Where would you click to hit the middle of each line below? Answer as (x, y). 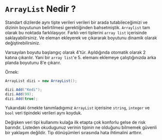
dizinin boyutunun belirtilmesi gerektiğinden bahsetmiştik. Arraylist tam (78, 27)
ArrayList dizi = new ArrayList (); (41, 81)
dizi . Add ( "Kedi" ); (24, 90)
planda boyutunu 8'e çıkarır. (33, 62)
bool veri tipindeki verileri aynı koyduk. (44, 113)
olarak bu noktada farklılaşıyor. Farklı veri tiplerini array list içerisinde (76, 32)
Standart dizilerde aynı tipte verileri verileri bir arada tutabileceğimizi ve (76, 22)
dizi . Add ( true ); (21, 99)
